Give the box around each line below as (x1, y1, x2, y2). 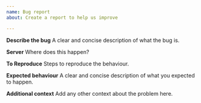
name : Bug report (6, 8, 50, 15)
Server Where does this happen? (6, 48, 89, 55)
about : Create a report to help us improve (6, 15, 118, 21)
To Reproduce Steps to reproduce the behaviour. (6, 60, 129, 67)
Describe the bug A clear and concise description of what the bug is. (6, 36, 180, 44)
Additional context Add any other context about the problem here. (6, 90, 173, 97)
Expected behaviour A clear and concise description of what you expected (6, 71, 196, 79)
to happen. (6, 78, 33, 85)
